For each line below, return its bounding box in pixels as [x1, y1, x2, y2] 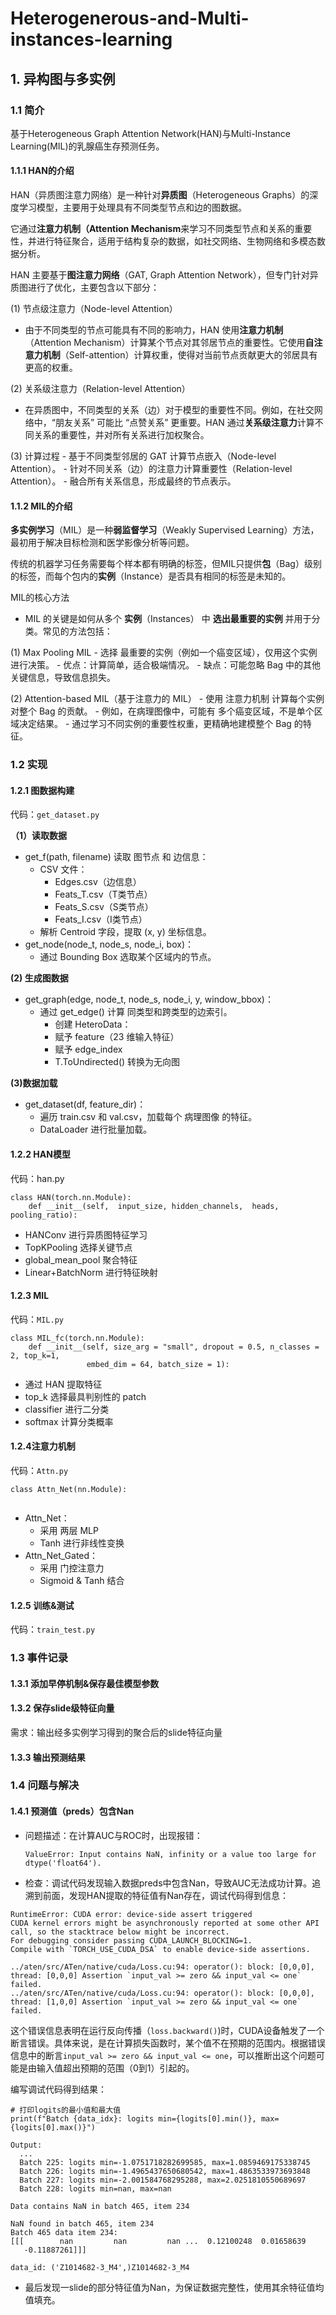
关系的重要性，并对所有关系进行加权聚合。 [33, 429, 210, 441]
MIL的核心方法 [10, 592, 70, 604]
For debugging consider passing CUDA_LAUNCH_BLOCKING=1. [10, 1935, 253, 1946]
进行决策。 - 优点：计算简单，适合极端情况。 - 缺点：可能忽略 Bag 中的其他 [10, 659, 322, 671]
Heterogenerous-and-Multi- [10, 7, 250, 30]
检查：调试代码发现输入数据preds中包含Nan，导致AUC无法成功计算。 [24, 1877, 313, 1889]
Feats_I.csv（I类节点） [54, 913, 148, 926]
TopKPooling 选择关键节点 [24, 1241, 133, 1253]
